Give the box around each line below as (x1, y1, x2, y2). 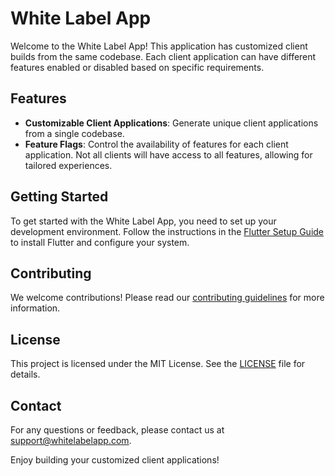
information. (10, 302, 61, 314)
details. (10, 368, 41, 381)
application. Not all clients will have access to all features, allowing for (24, 148, 313, 161)
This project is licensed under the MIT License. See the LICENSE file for (10, 358, 306, 370)
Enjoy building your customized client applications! (10, 454, 220, 466)
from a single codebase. (24, 127, 125, 139)
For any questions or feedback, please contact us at (10, 424, 225, 436)
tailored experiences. (24, 159, 113, 171)
